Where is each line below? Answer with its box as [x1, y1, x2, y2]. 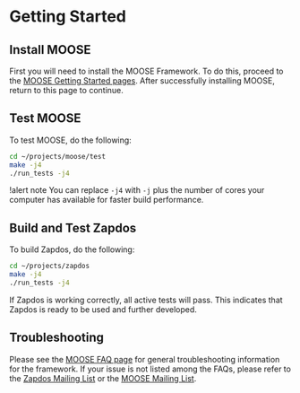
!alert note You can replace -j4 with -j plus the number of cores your [9, 185, 265, 196]
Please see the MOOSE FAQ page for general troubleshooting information [9, 354, 280, 364]
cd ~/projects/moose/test [9, 152, 106, 161]
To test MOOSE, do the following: [9, 135, 132, 145]
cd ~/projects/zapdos [9, 262, 90, 271]
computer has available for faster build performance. [9, 195, 204, 205]
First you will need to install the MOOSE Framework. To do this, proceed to [9, 65, 284, 76]
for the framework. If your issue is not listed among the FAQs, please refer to [9, 363, 291, 374]
